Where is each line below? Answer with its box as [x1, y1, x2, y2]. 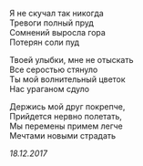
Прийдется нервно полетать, [9, 111, 123, 121]
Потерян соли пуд [9, 36, 80, 47]
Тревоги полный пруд [9, 17, 94, 28]
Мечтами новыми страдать [9, 130, 117, 140]
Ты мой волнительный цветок [9, 74, 126, 85]
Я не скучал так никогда [9, 8, 105, 18]
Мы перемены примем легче [9, 120, 123, 131]
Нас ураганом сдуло [9, 84, 89, 94]
